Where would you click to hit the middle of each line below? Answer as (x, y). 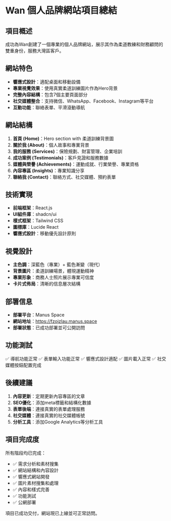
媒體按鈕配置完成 (23, 365)
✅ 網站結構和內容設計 (36, 470)
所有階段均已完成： (26, 453)
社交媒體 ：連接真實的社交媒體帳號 (49, 415)
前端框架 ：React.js (33, 208)
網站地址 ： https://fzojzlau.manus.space (55, 322)
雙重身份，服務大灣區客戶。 (35, 51)
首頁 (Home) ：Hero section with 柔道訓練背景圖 (63, 138)
